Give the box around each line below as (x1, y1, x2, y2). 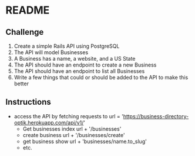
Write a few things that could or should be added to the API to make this (14, 74, 189, 81)
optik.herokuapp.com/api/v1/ (14, 119, 84, 126)
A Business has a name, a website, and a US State (14, 55, 136, 62)
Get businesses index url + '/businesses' (22, 125, 122, 132)
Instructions (5, 97, 51, 107)
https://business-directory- (123, 112, 189, 120)
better (14, 80, 29, 87)
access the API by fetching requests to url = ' (14, 112, 124, 120)
